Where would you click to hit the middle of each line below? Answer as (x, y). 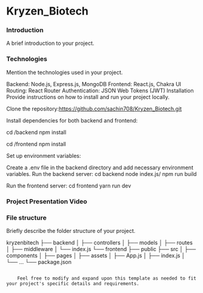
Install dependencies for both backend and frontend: (72, 120)
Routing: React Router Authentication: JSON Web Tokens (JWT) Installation (100, 90)
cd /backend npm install (36, 132)
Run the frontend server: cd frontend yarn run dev (69, 186)
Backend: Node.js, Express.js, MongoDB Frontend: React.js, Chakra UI (94, 84)
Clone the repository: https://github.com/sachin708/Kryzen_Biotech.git (94, 109)
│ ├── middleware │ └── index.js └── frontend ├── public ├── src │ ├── (101, 249)
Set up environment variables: (44, 155)
